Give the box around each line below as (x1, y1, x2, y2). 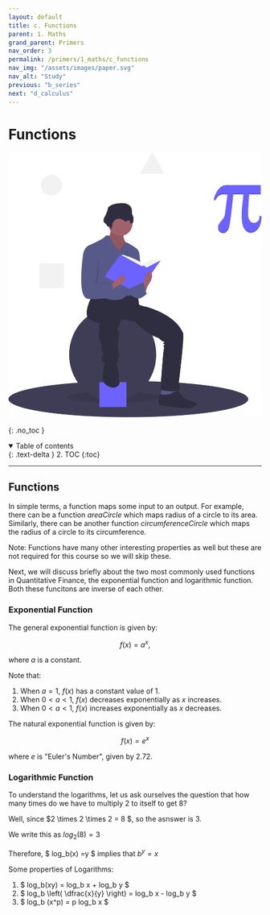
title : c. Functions (8, 21, 78, 30)
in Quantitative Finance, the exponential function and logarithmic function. (8, 576, 254, 586)
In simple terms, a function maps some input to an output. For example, (8, 502, 244, 511)
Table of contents (15, 441, 74, 450)
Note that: (8, 671, 42, 681)
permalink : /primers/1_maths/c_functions (8, 56, 149, 64)
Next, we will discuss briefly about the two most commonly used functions (8, 567, 256, 577)
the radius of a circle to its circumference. (8, 528, 147, 537)
